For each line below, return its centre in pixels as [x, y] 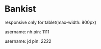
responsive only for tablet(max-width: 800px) [50, 22]
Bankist [20, 9]
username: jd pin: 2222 [28, 41]
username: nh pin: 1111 [27, 32]
